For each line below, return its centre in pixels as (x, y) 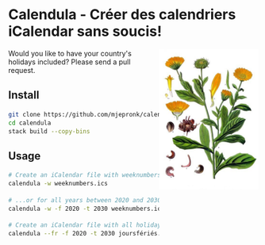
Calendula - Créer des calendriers (122, 15)
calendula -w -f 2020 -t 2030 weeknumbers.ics (86, 209)
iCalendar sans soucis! (85, 31)
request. (22, 70)
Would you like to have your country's (70, 53)
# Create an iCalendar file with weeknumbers (84, 175)
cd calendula (30, 123)
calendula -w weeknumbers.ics (58, 184)
